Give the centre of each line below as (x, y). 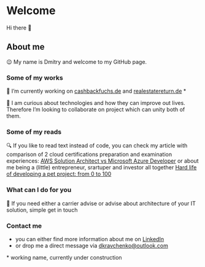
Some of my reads (34, 131)
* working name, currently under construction (64, 257)
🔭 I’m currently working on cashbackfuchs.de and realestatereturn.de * (96, 91)
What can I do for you (39, 190)
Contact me (24, 226)
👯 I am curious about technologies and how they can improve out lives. (96, 103)
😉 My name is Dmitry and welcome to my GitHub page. (77, 61)
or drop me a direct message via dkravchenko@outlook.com (92, 246)
